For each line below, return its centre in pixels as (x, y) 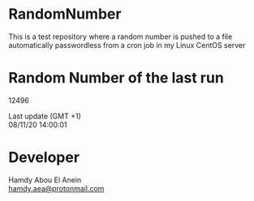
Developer (44, 158)
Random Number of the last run (116, 78)
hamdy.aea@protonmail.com (56, 188)
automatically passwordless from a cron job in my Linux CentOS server (127, 45)
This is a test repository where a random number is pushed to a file (121, 36)
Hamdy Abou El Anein (45, 180)
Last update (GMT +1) (45, 116)
